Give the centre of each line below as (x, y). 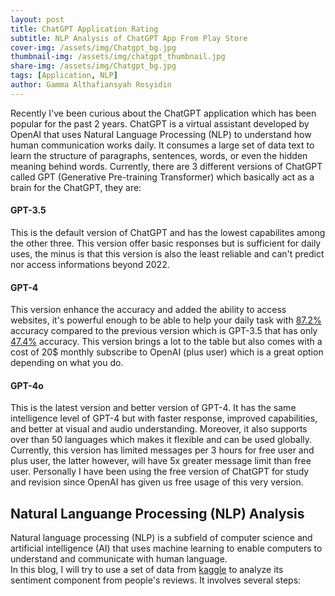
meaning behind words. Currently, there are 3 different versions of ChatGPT (166, 166)
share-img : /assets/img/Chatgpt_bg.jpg (93, 66)
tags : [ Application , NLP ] (64, 76)
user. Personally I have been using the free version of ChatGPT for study (160, 472)
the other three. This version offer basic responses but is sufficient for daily (166, 243)
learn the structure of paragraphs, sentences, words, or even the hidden (159, 155)
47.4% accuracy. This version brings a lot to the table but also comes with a (166, 342)
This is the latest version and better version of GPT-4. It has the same (153, 408)
